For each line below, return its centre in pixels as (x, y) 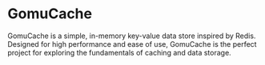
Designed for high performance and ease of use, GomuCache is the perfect (132, 44)
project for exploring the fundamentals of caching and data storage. (119, 52)
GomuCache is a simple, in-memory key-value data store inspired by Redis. (132, 36)
